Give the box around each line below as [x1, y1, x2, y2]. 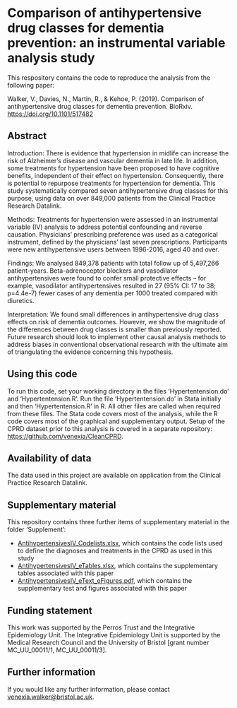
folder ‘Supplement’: [7, 525, 66, 534]
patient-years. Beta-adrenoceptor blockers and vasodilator [7, 266, 178, 275]
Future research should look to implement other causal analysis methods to [7, 332, 226, 341]
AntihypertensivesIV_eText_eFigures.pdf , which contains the [17, 577, 193, 585]
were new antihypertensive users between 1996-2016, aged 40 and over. [7, 245, 220, 254]
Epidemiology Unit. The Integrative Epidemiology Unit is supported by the [7, 631, 221, 639]
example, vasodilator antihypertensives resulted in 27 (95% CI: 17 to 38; [7, 281, 217, 290]
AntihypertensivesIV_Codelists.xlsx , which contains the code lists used [17, 539, 224, 548]
